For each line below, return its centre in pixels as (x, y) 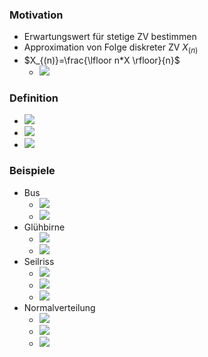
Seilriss (39, 261)
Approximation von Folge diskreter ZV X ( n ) (111, 48)
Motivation (36, 15)
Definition (34, 98)
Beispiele (32, 171)
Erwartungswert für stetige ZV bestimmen (110, 37)
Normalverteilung (59, 307)
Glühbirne (44, 227)
